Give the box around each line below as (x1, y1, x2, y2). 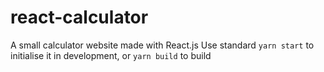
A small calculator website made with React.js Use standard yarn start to (10, 39, 315, 51)
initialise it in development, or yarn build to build (10, 49, 212, 61)
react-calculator (10, 6, 149, 29)
